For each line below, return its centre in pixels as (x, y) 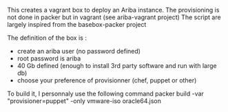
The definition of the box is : (47, 38)
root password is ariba (49, 58)
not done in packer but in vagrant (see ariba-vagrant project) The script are (114, 17)
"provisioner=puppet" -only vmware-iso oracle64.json (84, 101)
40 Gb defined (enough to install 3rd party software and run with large (117, 66)
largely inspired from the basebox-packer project (77, 24)
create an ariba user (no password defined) (79, 51)
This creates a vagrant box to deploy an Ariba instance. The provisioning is (113, 10)
